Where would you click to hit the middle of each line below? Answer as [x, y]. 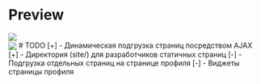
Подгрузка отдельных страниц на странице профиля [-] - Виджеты [124, 63]
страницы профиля [41, 72]
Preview [36, 15]
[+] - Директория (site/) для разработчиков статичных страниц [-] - [125, 55]
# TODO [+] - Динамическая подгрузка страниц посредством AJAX [135, 45]
